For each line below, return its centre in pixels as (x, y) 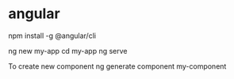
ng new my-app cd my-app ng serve (68, 51)
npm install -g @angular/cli (52, 36)
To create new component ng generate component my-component (117, 66)
